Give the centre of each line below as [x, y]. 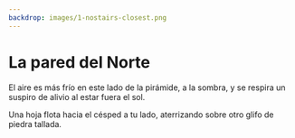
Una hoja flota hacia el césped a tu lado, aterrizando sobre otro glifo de [141, 115]
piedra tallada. [35, 124]
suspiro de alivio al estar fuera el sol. [77, 97]
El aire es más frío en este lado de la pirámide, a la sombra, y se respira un [147, 87]
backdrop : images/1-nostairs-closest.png [88, 18]
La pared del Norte [80, 62]
